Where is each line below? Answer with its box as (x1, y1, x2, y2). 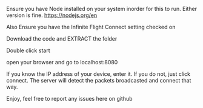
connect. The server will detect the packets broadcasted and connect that (6, 77, 191, 84)
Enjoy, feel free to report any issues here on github (6, 95, 133, 102)
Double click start (6, 47, 50, 54)
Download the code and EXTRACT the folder (6, 35, 118, 42)
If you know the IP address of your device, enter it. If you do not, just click (6, 70, 191, 78)
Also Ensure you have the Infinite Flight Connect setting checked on (6, 24, 176, 30)
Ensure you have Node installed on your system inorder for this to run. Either (6, 5, 198, 12)
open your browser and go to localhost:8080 (6, 59, 118, 66)
